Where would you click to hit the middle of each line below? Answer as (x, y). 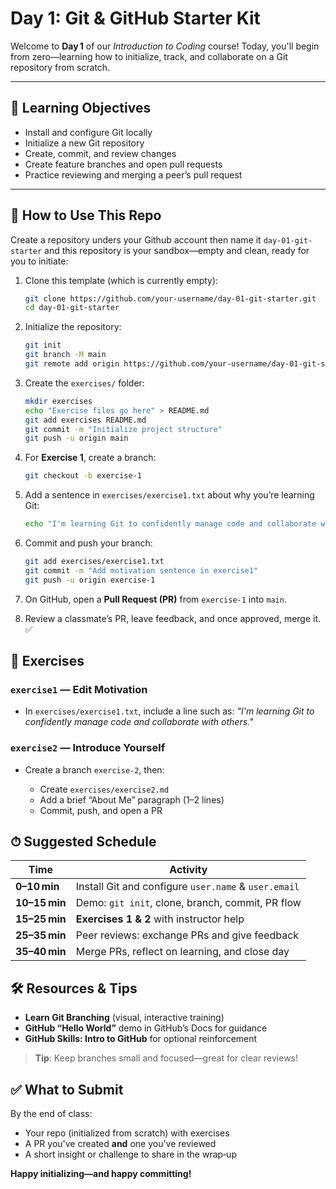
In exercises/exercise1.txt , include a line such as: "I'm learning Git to (169, 711)
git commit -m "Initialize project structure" (123, 429)
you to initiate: (39, 261)
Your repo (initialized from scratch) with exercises (127, 1133)
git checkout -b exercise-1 (83, 476)
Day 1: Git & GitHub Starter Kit (135, 18)
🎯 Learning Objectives (81, 108)
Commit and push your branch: (88, 543)
